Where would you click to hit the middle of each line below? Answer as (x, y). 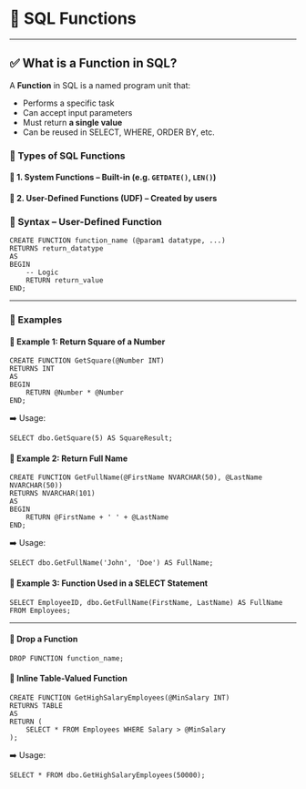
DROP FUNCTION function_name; (67, 658)
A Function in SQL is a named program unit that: (100, 85)
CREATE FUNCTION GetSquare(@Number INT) (87, 361)
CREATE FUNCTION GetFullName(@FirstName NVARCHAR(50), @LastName (136, 477)
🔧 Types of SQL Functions (67, 156)
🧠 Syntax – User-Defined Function (86, 221)
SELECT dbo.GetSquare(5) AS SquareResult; (91, 438)
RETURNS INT (32, 369)
